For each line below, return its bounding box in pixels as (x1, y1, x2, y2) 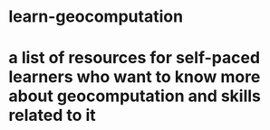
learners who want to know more (8, 67, 261, 88)
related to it (8, 106, 96, 125)
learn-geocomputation (8, 6, 183, 27)
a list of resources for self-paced (8, 48, 260, 69)
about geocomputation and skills (8, 86, 262, 107)
